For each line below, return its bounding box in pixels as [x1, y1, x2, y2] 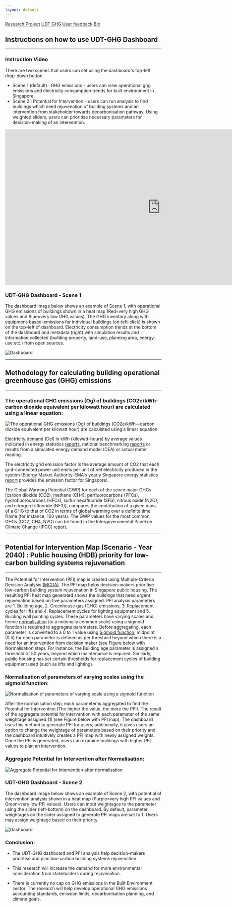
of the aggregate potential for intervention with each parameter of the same [5, 711, 160, 717]
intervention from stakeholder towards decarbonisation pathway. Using [12, 109, 158, 114]
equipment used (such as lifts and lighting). [5, 661, 94, 667]
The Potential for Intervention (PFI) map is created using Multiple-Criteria [5, 576, 154, 582]
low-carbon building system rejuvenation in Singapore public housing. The [5, 587, 158, 593]
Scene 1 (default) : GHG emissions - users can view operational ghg [12, 82, 151, 88]
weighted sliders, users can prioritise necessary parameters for [12, 114, 142, 120]
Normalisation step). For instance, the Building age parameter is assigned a [5, 645, 159, 651]
